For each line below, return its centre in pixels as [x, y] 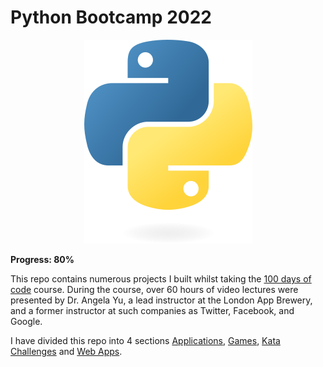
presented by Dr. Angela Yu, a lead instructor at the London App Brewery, [161, 300]
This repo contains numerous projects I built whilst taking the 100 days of [161, 278]
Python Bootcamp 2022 [111, 17]
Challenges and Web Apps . [66, 351]
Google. [26, 321]
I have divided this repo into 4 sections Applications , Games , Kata [145, 340]
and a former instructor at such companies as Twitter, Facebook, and [152, 310]
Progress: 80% [42, 259]
